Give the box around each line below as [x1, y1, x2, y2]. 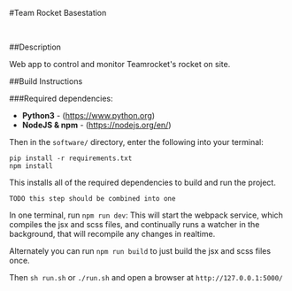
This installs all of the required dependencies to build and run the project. [9, 177, 276, 188]
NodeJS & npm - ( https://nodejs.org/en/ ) [21, 119, 172, 130]
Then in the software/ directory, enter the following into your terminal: [9, 137, 264, 147]
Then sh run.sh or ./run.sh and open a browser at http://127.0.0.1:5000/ [9, 272, 283, 282]
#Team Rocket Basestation [9, 8, 107, 18]
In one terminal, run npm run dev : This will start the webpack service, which [9, 210, 283, 220]
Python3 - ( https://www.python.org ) [21, 111, 156, 120]
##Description [9, 42, 62, 52]
